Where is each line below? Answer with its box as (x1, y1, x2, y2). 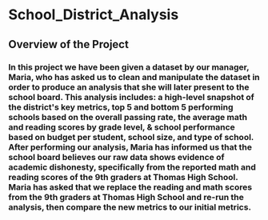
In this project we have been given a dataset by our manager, (8, 62, 250, 73)
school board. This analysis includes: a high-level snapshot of (8, 91, 254, 102)
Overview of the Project (8, 38, 130, 51)
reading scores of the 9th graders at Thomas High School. (8, 171, 238, 182)
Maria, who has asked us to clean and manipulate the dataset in (8, 71, 260, 82)
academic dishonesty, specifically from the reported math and (8, 162, 256, 173)
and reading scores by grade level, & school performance (8, 122, 236, 133)
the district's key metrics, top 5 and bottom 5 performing (8, 102, 234, 113)
